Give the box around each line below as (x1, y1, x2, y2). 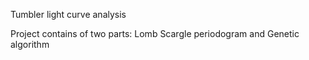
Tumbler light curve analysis (10, 9, 127, 20)
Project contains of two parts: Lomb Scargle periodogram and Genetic (10, 28, 300, 39)
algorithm (10, 39, 50, 50)
